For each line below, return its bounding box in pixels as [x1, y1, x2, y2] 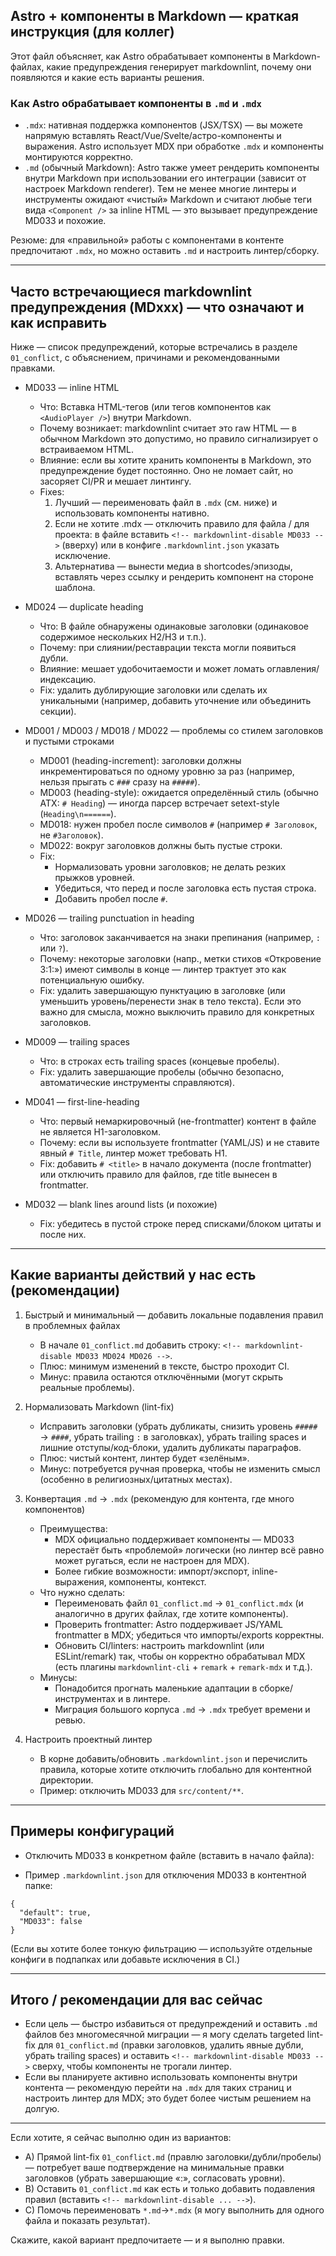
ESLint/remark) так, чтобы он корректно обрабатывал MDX [54, 1650, 306, 1662]
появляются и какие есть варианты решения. [10, 71, 205, 83]
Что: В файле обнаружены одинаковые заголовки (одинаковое [39, 620, 310, 632]
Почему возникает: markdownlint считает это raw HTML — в [39, 422, 297, 434]
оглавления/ [266, 662, 320, 674]
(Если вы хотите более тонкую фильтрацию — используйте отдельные [10, 1942, 313, 1954]
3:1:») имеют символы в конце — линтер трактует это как [39, 963, 287, 975]
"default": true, [19, 1907, 92, 1918]
